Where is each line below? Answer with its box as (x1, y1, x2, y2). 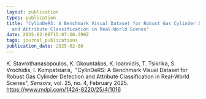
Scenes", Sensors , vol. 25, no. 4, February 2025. (6, 79, 129, 86)
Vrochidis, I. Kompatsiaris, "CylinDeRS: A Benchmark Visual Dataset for (6, 66, 188, 73)
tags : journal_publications (6, 37, 78, 43)
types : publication (6, 15, 56, 21)
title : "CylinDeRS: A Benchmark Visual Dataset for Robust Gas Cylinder (6, 20, 196, 26)
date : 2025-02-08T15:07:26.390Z (6, 32, 89, 38)
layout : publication (6, 9, 59, 15)
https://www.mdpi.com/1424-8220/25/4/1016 (6, 86, 121, 93)
